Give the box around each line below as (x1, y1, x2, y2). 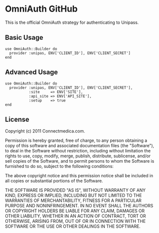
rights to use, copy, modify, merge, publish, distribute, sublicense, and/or (5, 153, 151, 159)
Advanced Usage (5, 68, 58, 76)
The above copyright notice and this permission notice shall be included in (5, 173, 153, 179)
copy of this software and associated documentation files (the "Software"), (5, 143, 155, 149)
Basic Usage (5, 33, 43, 42)
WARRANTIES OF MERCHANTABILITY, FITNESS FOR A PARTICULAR (5, 198, 142, 203)
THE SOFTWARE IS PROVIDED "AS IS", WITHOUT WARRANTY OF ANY (5, 187, 146, 193)
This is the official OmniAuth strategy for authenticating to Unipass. (5, 19, 139, 25)
